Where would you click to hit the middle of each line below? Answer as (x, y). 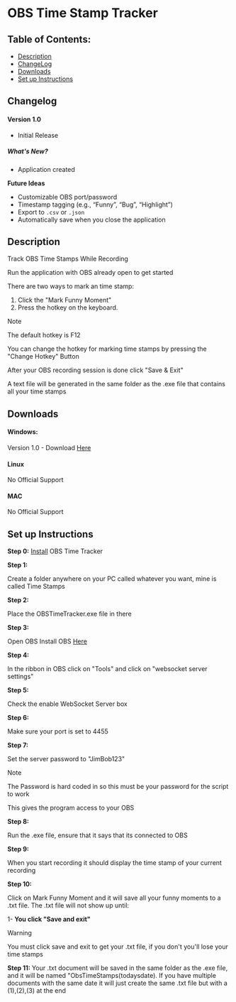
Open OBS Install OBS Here (47, 641)
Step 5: (18, 690)
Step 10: (19, 884)
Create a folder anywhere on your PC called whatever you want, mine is (112, 579)
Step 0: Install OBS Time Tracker (55, 551)
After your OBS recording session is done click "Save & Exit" (95, 370)
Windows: (23, 432)
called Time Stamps (36, 587)
